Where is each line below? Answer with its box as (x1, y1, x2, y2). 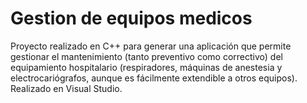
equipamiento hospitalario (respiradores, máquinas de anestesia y (10, 61, 283, 73)
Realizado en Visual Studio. (10, 82, 123, 94)
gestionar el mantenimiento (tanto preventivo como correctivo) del (10, 50, 283, 62)
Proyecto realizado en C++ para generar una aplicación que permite (10, 40, 292, 52)
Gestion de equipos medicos (10, 7, 253, 30)
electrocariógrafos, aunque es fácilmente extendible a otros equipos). (10, 72, 298, 84)
